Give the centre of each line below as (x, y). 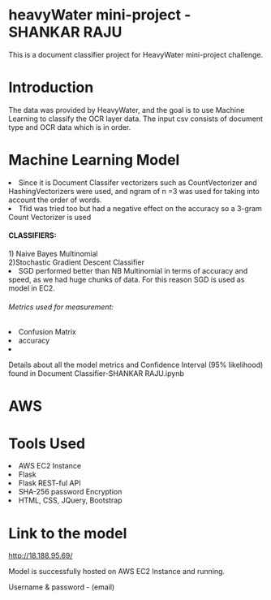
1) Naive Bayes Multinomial (54, 254)
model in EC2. (32, 288)
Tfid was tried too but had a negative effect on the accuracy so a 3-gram (140, 208)
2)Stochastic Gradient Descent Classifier (76, 262)
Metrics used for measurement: (61, 307)
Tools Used (47, 443)
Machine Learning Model (94, 160)
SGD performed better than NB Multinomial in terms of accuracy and (133, 271)
